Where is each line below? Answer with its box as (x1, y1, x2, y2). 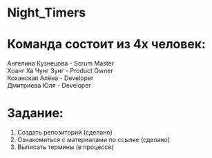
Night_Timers (7, 5, 86, 21)
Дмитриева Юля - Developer (7, 81, 91, 90)
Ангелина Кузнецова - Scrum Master (7, 59, 115, 68)
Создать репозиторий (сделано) (17, 128, 113, 137)
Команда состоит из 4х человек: (7, 37, 206, 52)
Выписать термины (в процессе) (17, 143, 114, 151)
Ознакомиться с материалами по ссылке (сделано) (17, 136, 171, 144)
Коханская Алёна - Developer (7, 74, 94, 82)
